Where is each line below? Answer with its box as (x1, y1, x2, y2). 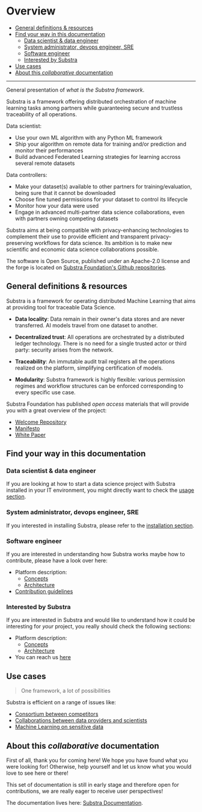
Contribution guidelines (14, 588, 73, 595)
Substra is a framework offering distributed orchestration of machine (6, 98, 177, 105)
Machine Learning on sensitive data (14, 724, 104, 731)
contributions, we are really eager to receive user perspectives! (6, 787, 164, 795)
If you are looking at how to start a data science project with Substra (6, 480, 176, 488)
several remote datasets (14, 160, 75, 167)
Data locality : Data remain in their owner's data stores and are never (14, 315, 185, 323)
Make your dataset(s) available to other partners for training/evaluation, (14, 182, 192, 190)
